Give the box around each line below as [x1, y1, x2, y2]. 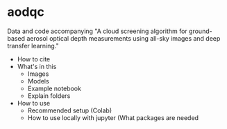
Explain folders [27, 91, 71, 100]
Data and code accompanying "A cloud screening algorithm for [7, 27, 187, 35]
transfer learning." [7, 41, 59, 50]
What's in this [17, 62, 57, 70]
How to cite [17, 54, 51, 63]
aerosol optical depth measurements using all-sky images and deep [26, 34, 221, 42]
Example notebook [27, 84, 82, 92]
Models [27, 77, 50, 85]
